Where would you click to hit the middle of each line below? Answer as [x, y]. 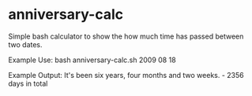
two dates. [25, 44]
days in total [28, 83]
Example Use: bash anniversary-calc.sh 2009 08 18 [92, 60]
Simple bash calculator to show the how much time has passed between [126, 36]
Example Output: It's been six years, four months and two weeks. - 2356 [126, 75]
